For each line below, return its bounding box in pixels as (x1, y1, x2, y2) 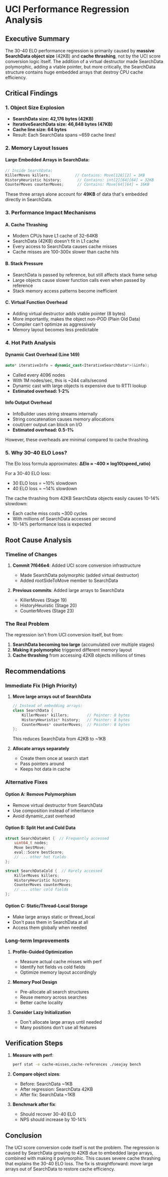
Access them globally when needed (12, 924, 87, 931)
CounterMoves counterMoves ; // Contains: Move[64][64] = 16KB (5, 182, 150, 187)
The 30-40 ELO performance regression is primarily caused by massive (5, 48, 155, 53)
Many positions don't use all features (20, 1024, 97, 1030)
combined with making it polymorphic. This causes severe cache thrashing (5, 1155, 161, 1161)
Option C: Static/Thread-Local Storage (5, 903, 88, 909)
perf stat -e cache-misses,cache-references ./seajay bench (12, 1062, 141, 1067)
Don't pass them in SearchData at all (12, 919, 89, 925)
